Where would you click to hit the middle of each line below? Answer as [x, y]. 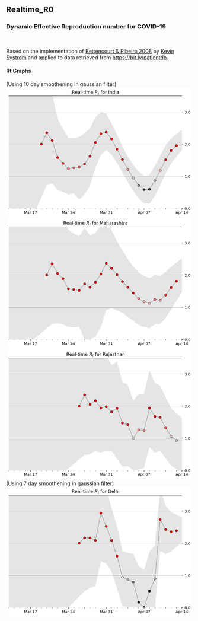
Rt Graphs [19, 71]
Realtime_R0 [30, 10]
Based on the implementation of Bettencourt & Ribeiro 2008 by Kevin [90, 51]
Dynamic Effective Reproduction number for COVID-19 [86, 27]
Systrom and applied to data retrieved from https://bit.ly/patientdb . [87, 57]
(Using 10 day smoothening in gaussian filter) [61, 84]
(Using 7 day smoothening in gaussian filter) [60, 483]
